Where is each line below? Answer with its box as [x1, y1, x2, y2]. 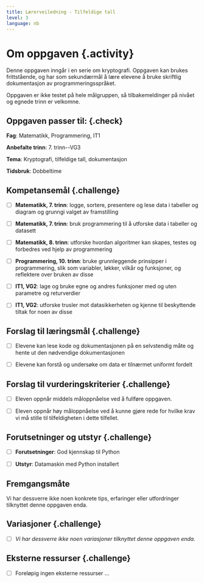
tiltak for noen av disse [15, 308, 73, 316]
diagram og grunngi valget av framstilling [15, 208, 119, 215]
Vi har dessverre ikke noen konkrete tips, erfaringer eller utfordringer [6, 494, 180, 502]
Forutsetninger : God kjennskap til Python [15, 448, 120, 455]
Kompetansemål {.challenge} [6, 185, 121, 195]
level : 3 [6, 15, 29, 21]
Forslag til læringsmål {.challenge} [6, 326, 141, 336]
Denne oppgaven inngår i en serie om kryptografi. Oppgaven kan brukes [6, 67, 188, 74]
